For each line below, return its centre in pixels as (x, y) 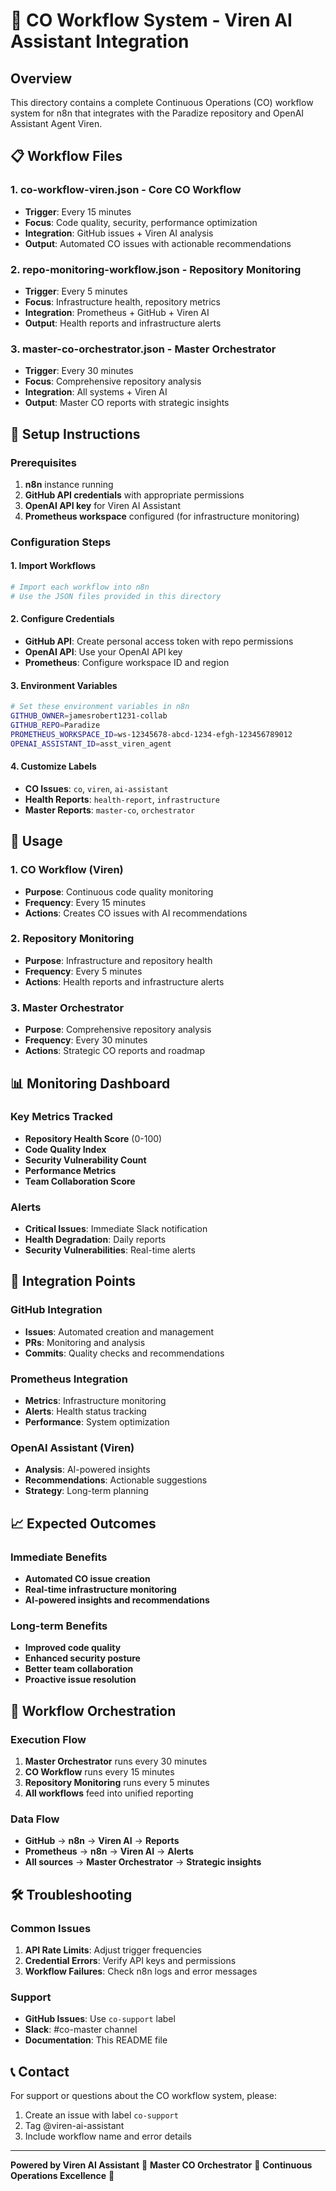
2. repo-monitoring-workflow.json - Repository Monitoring (156, 269)
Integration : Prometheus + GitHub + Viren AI (117, 312)
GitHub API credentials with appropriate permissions (134, 495)
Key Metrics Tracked (61, 1117)
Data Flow (35, 1819)
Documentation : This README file (96, 2040)
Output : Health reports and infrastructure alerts (123, 323)
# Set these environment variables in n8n (100, 707)
